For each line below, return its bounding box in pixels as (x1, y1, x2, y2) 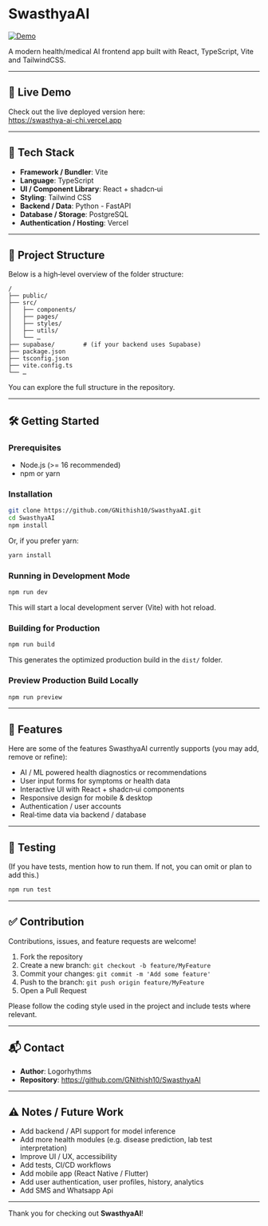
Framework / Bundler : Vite (19, 167, 108, 176)
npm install (8, 521, 48, 530)
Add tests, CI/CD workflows (19, 1161, 112, 1170)
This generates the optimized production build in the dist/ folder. (8, 655, 223, 665)
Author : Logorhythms (19, 1066, 92, 1076)
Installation (8, 488, 53, 499)
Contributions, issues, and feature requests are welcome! (8, 936, 197, 945)
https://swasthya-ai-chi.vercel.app (8, 115, 122, 124)
